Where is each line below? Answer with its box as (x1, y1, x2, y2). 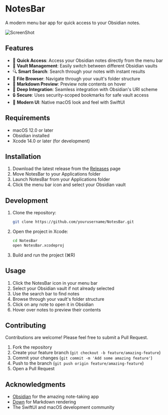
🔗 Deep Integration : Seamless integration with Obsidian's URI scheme (12, 86, 158, 92)
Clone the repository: (12, 210, 57, 216)
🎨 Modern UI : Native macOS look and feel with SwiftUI (12, 99, 125, 105)
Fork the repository (12, 344, 53, 350)
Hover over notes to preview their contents (12, 306, 101, 312)
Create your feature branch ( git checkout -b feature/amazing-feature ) (12, 350, 161, 356)
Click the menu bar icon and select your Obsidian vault (12, 182, 126, 188)
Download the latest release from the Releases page (12, 165, 121, 172)
